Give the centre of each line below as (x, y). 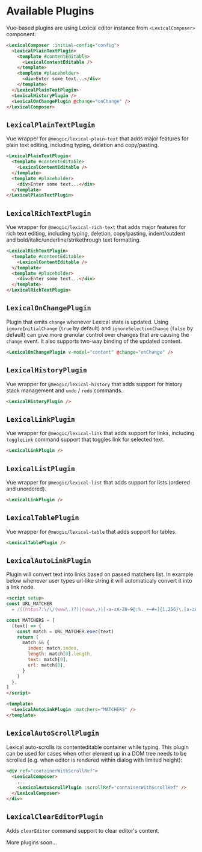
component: (21, 34)
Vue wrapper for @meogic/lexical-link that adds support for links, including (100, 433)
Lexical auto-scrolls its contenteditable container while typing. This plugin (98, 747)
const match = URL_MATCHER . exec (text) (66, 631)
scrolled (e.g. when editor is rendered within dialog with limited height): (94, 760)
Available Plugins (50, 11)
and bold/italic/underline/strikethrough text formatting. (74, 240)
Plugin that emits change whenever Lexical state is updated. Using (87, 322)
